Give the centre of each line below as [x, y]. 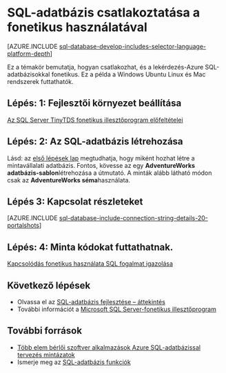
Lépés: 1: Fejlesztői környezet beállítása [94, 104]
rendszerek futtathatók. [40, 81]
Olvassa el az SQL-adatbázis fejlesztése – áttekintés [91, 302]
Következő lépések [49, 285]
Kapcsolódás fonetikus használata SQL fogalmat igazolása [90, 264]
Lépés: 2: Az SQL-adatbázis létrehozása [95, 141]
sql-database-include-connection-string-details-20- [134, 218]
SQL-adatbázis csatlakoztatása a [104, 13]
